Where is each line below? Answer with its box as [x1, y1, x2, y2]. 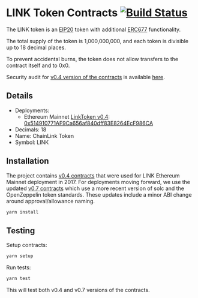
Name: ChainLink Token [14, 132, 74, 139]
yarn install [6, 209, 39, 215]
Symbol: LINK [14, 139, 49, 146]
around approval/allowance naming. [6, 197, 95, 204]
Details [6, 91, 33, 101]
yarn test [6, 276, 31, 282]
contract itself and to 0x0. [6, 62, 70, 69]
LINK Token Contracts [6, 6, 118, 20]
